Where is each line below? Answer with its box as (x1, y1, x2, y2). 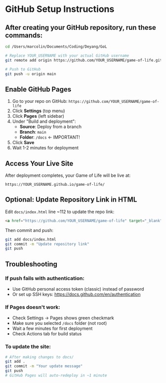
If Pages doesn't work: (5, 304, 61, 310)
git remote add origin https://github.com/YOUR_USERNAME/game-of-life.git (5, 58, 163, 63)
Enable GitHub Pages (5, 85, 72, 93)
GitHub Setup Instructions (5, 3, 115, 15)
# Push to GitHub (5, 67, 41, 72)
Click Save (12, 140, 35, 146)
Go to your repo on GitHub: (12, 98, 68, 104)
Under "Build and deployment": (12, 118, 76, 125)
